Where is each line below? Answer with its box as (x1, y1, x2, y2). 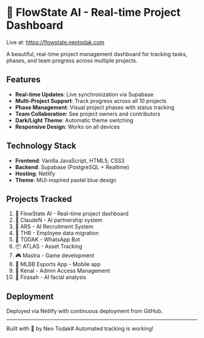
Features (6, 74, 41, 85)
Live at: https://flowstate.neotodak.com (6, 38, 105, 46)
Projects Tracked (6, 194, 72, 204)
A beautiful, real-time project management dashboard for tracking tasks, (6, 50, 188, 57)
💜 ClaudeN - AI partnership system (15, 216, 103, 224)
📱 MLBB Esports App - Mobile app (15, 261, 101, 268)
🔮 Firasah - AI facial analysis (15, 273, 86, 281)
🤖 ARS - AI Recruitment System (15, 223, 94, 230)
